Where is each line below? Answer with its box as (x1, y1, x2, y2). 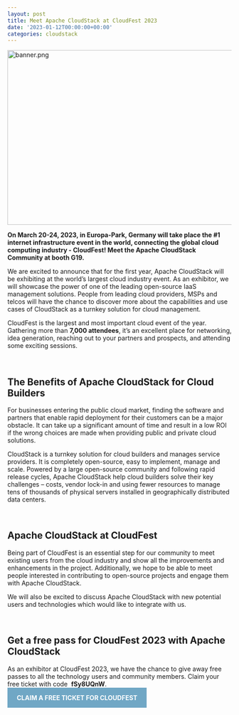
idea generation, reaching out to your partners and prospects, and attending (7, 334, 231, 342)
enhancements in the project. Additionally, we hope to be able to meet (7, 563, 213, 572)
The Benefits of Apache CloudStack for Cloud (7, 376, 214, 388)
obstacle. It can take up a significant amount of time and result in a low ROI (7, 421, 227, 430)
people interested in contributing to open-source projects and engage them (7, 571, 229, 580)
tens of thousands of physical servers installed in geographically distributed (7, 488, 230, 497)
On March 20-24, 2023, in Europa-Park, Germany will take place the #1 (7, 231, 221, 239)
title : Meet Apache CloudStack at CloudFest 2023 (7, 17, 158, 24)
